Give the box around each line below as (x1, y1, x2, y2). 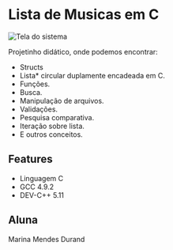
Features (8, 153, 53, 166)
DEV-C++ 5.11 (19, 190, 65, 199)
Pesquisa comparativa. (19, 112, 95, 122)
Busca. (19, 87, 43, 97)
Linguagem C (19, 173, 64, 183)
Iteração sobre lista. (19, 121, 85, 131)
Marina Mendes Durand (8, 234, 85, 244)
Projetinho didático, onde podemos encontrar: (8, 47, 158, 56)
